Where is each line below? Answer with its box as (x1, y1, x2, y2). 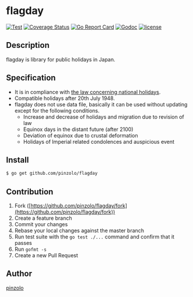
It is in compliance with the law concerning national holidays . (14, 88, 161, 95)
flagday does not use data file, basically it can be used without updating (14, 101, 188, 108)
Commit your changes (14, 221, 68, 228)
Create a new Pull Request (14, 252, 79, 259)
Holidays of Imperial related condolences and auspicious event (23, 138, 175, 145)
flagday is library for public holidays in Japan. (6, 56, 115, 63)
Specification (6, 73, 56, 83)
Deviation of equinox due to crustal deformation (23, 132, 138, 139)
